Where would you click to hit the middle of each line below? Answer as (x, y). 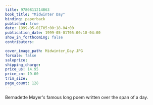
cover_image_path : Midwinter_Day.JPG (44, 51)
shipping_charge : (23, 65)
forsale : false (21, 55)
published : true (22, 24)
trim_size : (16, 79)
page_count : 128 (22, 83)
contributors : (20, 42)
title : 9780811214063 (27, 10)
